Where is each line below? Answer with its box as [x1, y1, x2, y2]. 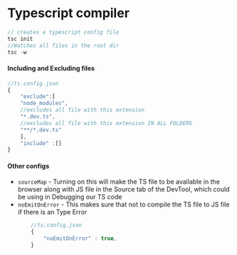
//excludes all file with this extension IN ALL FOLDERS [20, 119, 193, 126]
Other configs [7, 161, 50, 170]
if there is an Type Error [17, 208, 88, 216]
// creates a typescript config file [7, 29, 120, 36]
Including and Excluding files [7, 64, 95, 73]
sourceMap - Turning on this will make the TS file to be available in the [17, 177, 221, 186]
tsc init [7, 35, 33, 42]
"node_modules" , [20, 100, 69, 107]
